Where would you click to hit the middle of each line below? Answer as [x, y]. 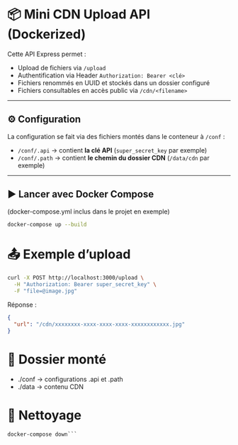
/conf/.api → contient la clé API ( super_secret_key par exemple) [112, 150]
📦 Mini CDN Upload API [79, 15]
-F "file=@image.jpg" [46, 291]
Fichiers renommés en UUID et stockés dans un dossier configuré [114, 82]
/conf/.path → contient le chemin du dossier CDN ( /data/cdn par [114, 158]
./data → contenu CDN [50, 386]
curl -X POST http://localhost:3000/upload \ [75, 278]
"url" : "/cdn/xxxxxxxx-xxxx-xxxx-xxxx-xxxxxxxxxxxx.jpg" [100, 324]
